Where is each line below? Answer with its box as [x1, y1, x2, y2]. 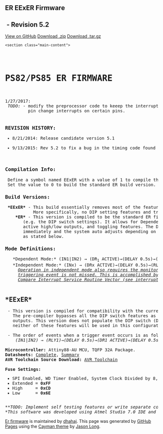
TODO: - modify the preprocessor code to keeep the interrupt [7, 103, 159, 109]
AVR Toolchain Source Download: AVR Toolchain [5, 357, 118, 362]
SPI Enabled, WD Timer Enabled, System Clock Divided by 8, [12, 376, 159, 381]
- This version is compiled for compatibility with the [7, 308, 144, 313]
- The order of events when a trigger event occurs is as [7, 332, 149, 338]
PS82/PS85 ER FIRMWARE [5, 73, 113, 84]
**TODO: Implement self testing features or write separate [5, 404, 151, 410]
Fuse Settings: [5, 366, 41, 372]
